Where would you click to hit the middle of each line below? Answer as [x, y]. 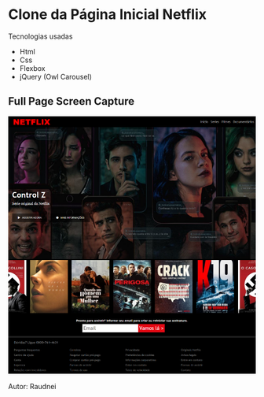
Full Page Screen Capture [71, 101]
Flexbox [32, 68]
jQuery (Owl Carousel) [56, 76]
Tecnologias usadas [40, 36]
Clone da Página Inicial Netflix [107, 15]
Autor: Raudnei [32, 386]
